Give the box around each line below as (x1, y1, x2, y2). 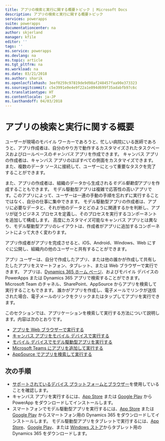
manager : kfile (5, 35, 36, 40)
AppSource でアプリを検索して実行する (12, 351, 92, 357)
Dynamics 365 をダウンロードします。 (12, 430, 90, 436)
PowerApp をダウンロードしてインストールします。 (12, 400, 116, 406)
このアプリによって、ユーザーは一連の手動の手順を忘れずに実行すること (13, 193, 159, 199)
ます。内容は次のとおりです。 (5, 316, 65, 322)
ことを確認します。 (12, 387, 51, 393)
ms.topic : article (5, 58, 43, 63)
